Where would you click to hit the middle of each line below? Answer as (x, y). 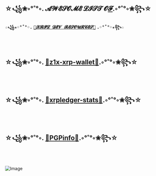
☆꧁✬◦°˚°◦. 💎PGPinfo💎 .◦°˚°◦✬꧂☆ (61, 138)
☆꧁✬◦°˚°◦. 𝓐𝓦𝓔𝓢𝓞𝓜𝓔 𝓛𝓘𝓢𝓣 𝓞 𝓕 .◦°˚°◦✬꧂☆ (78, 9)
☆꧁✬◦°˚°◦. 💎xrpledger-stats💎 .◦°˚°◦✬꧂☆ (73, 100)
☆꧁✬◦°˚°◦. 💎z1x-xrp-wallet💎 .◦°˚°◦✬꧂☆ (72, 62)
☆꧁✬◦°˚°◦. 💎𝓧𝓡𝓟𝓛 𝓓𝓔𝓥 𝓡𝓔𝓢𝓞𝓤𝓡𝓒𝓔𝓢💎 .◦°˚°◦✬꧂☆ (65, 27)
